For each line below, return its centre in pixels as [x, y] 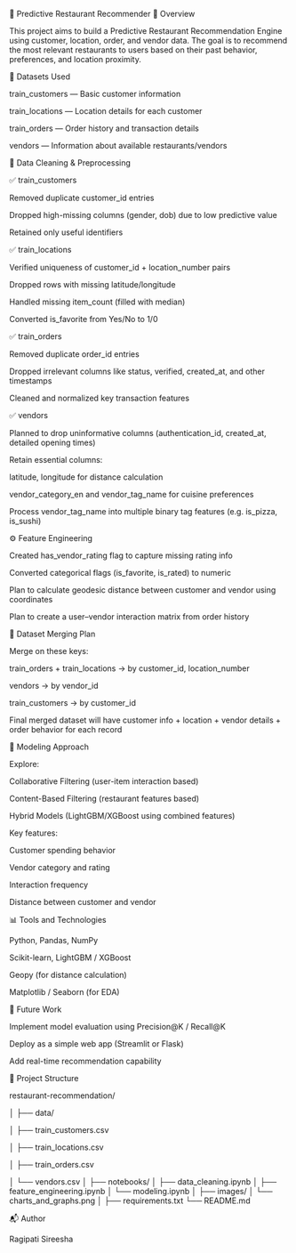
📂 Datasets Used [40, 77]
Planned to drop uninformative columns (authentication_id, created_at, [138, 433]
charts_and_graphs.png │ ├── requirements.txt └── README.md [130, 1200]
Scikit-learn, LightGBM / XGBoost [70, 958]
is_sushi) [25, 521]
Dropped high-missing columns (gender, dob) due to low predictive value [143, 215]
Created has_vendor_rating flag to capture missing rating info [121, 555]
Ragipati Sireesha [41, 1239]
